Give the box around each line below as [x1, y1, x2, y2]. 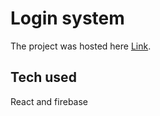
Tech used [10, 69, 77, 86]
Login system [10, 7, 125, 30]
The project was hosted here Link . [10, 40, 152, 52]
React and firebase [10, 95, 89, 107]
